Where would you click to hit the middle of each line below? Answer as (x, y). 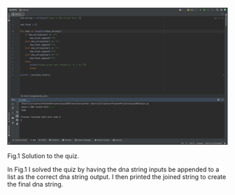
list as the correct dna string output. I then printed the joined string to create (117, 177)
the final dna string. (35, 184)
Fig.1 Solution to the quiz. (43, 156)
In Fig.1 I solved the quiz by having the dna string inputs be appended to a (113, 169)
